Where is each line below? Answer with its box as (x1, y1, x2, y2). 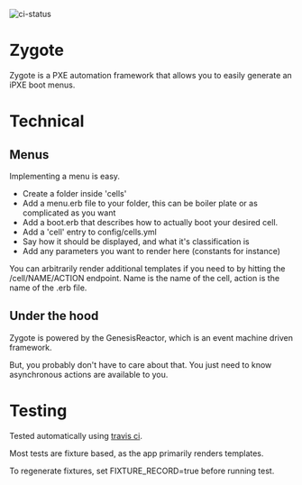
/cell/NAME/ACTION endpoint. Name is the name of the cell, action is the (9, 272, 280, 283)
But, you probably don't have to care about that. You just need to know (9, 359, 272, 370)
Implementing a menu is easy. (9, 170, 120, 181)
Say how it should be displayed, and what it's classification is (22, 235, 250, 247)
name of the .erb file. (9, 282, 87, 293)
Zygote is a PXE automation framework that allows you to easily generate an (9, 69, 293, 80)
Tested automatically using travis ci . (9, 430, 142, 441)
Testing (9, 400, 68, 421)
